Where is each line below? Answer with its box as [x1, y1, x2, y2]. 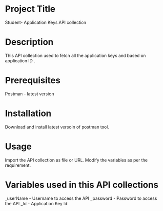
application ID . [5, 57, 36, 64]
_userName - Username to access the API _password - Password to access [5, 195, 157, 201]
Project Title [5, 3, 56, 15]
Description [5, 36, 54, 48]
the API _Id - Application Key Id [5, 200, 67, 206]
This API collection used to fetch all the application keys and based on [5, 53, 146, 58]
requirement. [5, 162, 31, 168]
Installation [5, 108, 52, 119]
